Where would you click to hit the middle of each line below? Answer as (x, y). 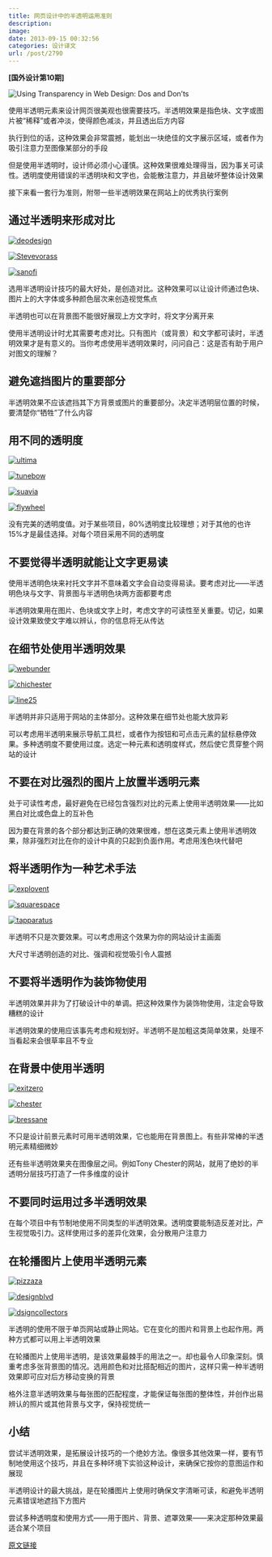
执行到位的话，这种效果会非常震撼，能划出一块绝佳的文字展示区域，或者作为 (136, 138)
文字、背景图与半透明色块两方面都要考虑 (104, 593)
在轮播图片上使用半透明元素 (78, 1261)
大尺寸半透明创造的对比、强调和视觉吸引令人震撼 (90, 954)
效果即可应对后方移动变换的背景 (62, 1376)
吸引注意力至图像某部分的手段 (58, 148)
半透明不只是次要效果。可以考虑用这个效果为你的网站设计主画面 (115, 937)
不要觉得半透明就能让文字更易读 (88, 562)
